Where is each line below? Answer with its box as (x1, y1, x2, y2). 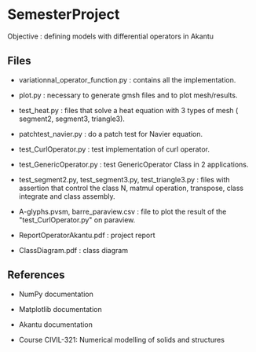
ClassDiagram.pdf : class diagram (18, 245, 129, 255)
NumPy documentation (18, 289, 93, 299)
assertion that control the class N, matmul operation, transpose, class (18, 183, 244, 192)
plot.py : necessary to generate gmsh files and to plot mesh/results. (18, 90, 238, 100)
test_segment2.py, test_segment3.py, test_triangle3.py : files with (18, 174, 230, 184)
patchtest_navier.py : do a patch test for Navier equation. (18, 129, 203, 138)
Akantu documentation (18, 320, 93, 329)
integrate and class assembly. (18, 191, 115, 201)
